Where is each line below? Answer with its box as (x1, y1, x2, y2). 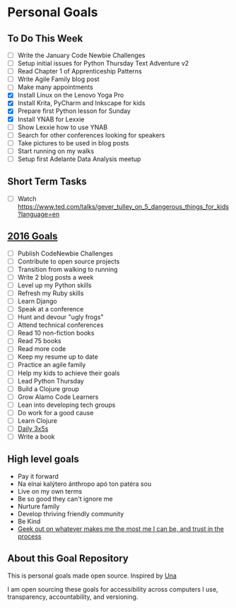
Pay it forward (17, 472, 59, 480)
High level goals (7, 453, 79, 465)
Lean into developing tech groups (17, 400, 116, 409)
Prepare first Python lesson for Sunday (17, 107, 131, 115)
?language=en (17, 210, 60, 218)
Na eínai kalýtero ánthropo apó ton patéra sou (17, 479, 152, 488)
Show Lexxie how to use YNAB (17, 123, 108, 131)
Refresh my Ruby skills (17, 289, 84, 297)
